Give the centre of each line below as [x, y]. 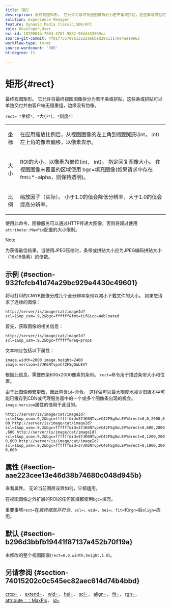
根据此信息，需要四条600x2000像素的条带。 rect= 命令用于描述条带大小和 [83, 375]
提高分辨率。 [35, 205]
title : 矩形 [17, 10]
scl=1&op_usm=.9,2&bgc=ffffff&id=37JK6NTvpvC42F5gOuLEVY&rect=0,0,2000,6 [85, 419]
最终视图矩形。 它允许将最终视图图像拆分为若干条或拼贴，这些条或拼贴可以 [84, 99]
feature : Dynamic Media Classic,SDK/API [49, 24]
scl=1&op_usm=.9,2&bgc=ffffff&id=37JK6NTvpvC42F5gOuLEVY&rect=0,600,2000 [85, 428]
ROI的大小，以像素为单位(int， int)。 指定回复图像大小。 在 [90, 162]
